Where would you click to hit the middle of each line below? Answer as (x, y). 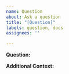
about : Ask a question (33, 17)
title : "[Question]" (31, 22)
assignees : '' (23, 33)
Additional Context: (30, 66)
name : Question (24, 11)
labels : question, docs (35, 28)
